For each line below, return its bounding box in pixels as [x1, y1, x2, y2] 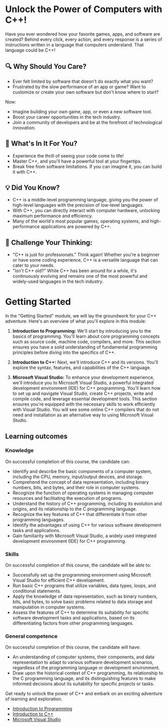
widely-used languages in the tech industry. [12, 279, 104, 285]
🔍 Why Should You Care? [5, 62, 87, 71]
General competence [5, 633, 58, 640]
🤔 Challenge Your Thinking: [5, 238, 93, 247]
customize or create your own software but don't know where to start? [12, 89, 159, 95]
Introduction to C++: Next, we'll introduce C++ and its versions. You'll [12, 359, 158, 366]
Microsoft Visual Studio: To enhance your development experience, [12, 375, 154, 381]
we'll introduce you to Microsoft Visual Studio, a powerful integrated [12, 380, 154, 386]
